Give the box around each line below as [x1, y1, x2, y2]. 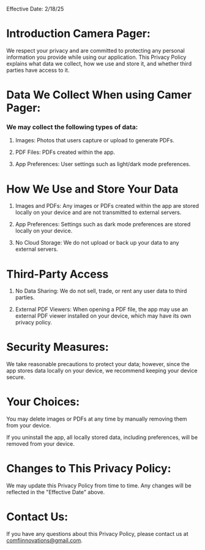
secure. [6, 373, 26, 381]
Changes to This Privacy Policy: [6, 462, 171, 476]
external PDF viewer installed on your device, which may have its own [15, 312, 192, 319]
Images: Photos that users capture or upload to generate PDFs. [15, 137, 174, 144]
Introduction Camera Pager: [6, 27, 151, 40]
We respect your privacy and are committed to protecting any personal [6, 47, 185, 54]
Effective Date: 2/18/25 [6, 6, 64, 12]
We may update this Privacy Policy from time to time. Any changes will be [6, 482, 192, 489]
